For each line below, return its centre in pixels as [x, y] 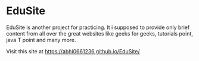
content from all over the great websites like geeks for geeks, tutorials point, [100, 33]
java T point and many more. [41, 40]
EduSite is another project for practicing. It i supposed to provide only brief [98, 27]
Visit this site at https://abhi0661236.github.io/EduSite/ [73, 51]
